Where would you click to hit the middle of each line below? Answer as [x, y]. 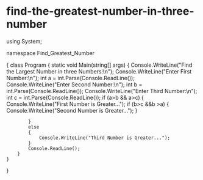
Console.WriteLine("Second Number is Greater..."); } [72, 110]
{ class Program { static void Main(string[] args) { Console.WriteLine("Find [99, 65]
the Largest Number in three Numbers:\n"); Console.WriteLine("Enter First [99, 71]
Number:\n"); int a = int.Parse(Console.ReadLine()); [71, 78]
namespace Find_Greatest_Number [51, 53]
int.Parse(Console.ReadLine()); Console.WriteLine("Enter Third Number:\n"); [102, 91]
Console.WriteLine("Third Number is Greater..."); [105, 138]
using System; [24, 41]
